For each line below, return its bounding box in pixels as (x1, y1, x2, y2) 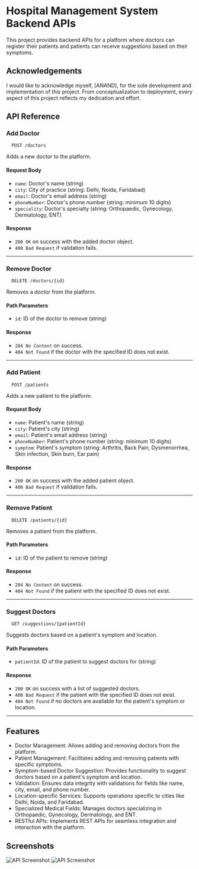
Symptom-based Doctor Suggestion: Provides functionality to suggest (14, 767, 187, 774)
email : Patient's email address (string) (14, 432, 108, 439)
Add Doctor (6, 129, 40, 137)
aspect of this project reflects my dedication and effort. (6, 94, 141, 101)
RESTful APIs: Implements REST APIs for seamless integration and (14, 817, 176, 825)
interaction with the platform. (14, 824, 86, 831)
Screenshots (6, 841, 54, 851)
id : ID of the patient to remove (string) (14, 554, 108, 561)
